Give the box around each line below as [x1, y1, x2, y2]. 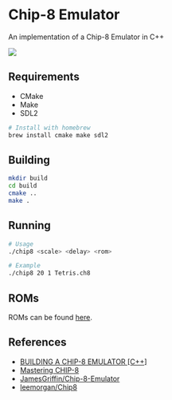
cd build [8, 182, 37, 190]
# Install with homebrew [8, 124, 91, 132]
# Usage [8, 240, 34, 248]
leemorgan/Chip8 [19, 382, 78, 392]
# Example [8, 262, 41, 270]
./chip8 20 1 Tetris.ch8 [8, 269, 91, 277]
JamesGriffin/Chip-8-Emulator [19, 374, 120, 383]
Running [8, 219, 52, 232]
